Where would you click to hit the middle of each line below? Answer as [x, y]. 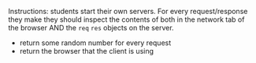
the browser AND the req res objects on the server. [91, 28]
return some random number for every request [95, 43]
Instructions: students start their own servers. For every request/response [128, 11]
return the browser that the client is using [87, 51]
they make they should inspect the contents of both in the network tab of [126, 19]
